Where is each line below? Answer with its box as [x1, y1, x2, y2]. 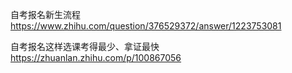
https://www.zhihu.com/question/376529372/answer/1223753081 [10, 20, 282, 32]
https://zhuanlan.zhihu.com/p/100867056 [10, 52, 182, 63]
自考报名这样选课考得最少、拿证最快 [10, 41, 160, 52]
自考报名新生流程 [10, 9, 81, 20]
